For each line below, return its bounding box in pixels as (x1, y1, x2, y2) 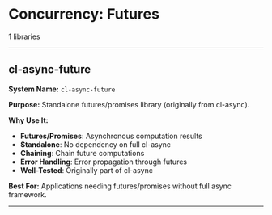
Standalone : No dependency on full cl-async (19, 139, 172, 150)
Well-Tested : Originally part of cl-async (19, 165, 154, 175)
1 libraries (8, 32, 40, 41)
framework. (8, 189, 47, 199)
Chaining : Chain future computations (19, 148, 145, 158)
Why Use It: (8, 115, 49, 125)
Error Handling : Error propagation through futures (19, 157, 188, 167)
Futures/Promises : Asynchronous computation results (19, 131, 202, 141)
